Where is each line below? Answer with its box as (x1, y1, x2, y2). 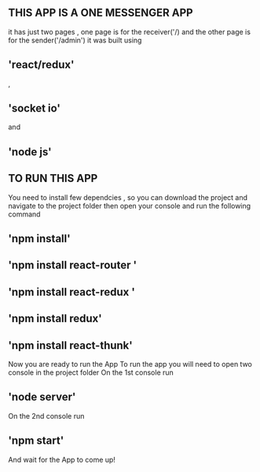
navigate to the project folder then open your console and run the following (8, 201, 251, 210)
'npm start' (8, 434, 64, 448)
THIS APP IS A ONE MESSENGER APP (8, 6, 194, 20)
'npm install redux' (8, 312, 102, 325)
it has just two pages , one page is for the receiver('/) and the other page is (8, 27, 251, 36)
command (8, 209, 41, 219)
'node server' (8, 390, 76, 404)
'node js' (8, 145, 53, 158)
